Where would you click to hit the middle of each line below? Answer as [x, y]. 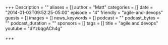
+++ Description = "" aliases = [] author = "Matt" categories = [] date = [79, 7]
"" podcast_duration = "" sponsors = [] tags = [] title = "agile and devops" [82, 23]
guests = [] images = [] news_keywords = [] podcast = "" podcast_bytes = [82, 18]
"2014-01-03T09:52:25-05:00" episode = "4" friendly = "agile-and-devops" [84, 12]
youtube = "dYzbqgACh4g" [34, 28]
